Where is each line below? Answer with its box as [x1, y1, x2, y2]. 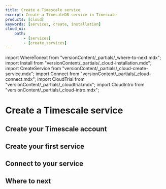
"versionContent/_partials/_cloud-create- [62, 65, 149, 71]
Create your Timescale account [5, 125, 107, 134]
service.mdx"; [5, 71, 35, 77]
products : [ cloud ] [5, 17, 44, 22]
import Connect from [35, 71, 80, 77]
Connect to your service [5, 160, 84, 168]
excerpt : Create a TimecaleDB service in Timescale [5, 12, 117, 17]
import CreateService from [5, 65, 61, 71]
